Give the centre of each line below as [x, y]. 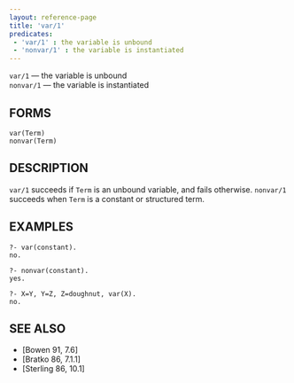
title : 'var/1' [37, 26]
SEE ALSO [38, 328]
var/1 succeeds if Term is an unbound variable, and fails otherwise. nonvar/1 [148, 189]
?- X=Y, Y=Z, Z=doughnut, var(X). [73, 293]
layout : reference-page [53, 17]
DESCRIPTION [49, 168]
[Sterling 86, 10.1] [54, 369]
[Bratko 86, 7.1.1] [51, 359]
